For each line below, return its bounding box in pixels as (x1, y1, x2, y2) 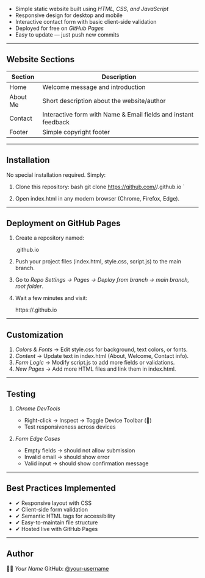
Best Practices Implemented (6, 483, 116, 493)
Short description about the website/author (42, 96, 166, 105)
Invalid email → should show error (24, 454, 110, 461)
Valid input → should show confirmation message (24, 460, 149, 467)
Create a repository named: (15, 234, 84, 241)
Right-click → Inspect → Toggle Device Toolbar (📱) (24, 417, 152, 424)
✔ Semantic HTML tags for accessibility (15, 512, 116, 519)
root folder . (15, 283, 44, 290)
